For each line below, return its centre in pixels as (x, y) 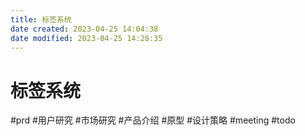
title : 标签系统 (41, 19)
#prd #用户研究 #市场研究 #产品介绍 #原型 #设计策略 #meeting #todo (153, 120)
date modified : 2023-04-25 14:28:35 (86, 38)
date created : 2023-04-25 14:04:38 (84, 29)
